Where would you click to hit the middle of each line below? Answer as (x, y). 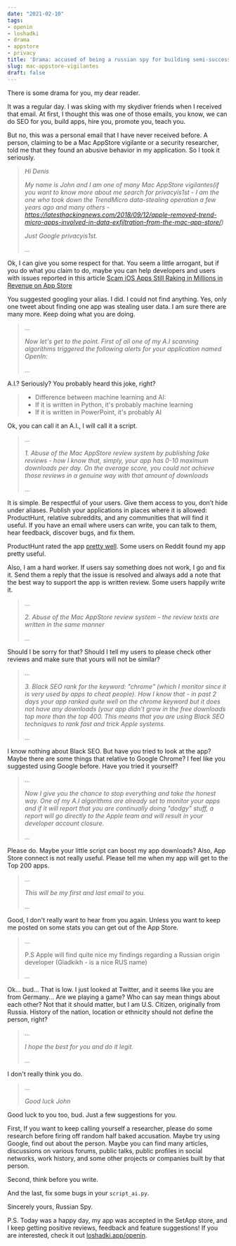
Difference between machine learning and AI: (100, 397)
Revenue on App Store (40, 285)
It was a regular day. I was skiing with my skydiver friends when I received (115, 106)
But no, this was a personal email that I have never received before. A (108, 135)
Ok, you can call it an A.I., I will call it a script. (72, 426)
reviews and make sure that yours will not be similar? (84, 659)
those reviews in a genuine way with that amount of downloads (116, 475)
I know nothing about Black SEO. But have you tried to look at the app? (109, 751)
